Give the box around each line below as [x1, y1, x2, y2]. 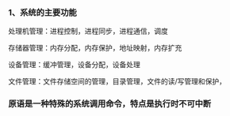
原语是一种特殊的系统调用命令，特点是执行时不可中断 [8, 99, 212, 110]
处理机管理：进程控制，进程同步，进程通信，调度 [8, 26, 168, 36]
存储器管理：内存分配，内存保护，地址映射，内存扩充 [8, 43, 182, 53]
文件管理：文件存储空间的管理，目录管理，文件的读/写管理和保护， [8, 77, 227, 86]
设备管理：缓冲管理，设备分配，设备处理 [8, 60, 140, 69]
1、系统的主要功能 [8, 6, 77, 17]
